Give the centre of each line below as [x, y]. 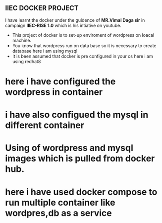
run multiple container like [60, 202]
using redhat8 [27, 61]
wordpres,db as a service [59, 213]
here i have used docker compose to [81, 192]
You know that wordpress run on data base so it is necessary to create [84, 45]
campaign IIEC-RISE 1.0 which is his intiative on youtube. [63, 25]
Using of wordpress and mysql [69, 148]
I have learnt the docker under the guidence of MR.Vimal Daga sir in [75, 20]
